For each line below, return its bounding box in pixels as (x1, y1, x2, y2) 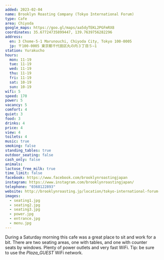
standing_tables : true (5, 148, 51, 153)
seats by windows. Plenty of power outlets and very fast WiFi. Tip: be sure (5, 244, 155, 250)
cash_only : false (5, 157, 41, 162)
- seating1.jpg (9, 198, 41, 203)
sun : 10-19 (9, 84, 32, 89)
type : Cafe (5, 16, 27, 21)
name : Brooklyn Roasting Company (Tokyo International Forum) (5, 12, 134, 17)
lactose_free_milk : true (5, 166, 56, 171)
